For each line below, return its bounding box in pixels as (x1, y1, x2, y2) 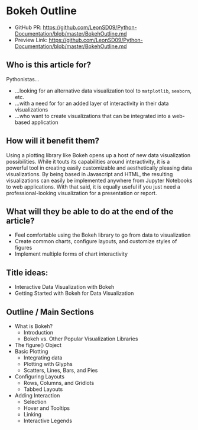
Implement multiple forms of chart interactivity (14, 250, 128, 257)
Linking (23, 411, 42, 418)
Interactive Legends (23, 417, 73, 424)
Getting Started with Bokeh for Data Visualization (14, 289, 134, 297)
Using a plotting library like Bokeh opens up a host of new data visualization (6, 151, 191, 158)
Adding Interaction (14, 392, 60, 399)
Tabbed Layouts (23, 386, 63, 393)
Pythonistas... (6, 75, 40, 82)
